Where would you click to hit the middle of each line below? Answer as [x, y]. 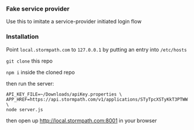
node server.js [25, 110]
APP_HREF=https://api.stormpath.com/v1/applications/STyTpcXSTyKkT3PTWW [97, 99]
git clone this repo [29, 61]
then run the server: [30, 83]
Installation [23, 37]
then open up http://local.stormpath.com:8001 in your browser [81, 120]
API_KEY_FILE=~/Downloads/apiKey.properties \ [64, 94]
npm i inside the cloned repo [41, 72]
